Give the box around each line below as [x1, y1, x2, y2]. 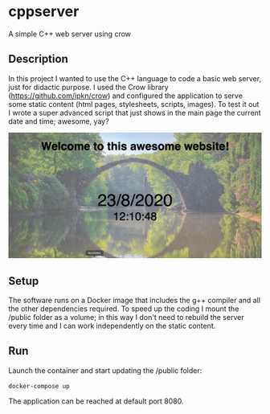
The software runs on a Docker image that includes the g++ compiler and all [8, 296, 261, 305]
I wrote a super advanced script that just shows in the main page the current [8, 108, 261, 117]
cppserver [8, 2, 80, 21]
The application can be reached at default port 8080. [8, 396, 184, 406]
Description [8, 52, 68, 66]
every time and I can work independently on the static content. [8, 321, 216, 331]
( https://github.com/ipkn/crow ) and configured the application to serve [8, 91, 243, 100]
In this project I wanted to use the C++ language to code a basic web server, [8, 73, 262, 83]
